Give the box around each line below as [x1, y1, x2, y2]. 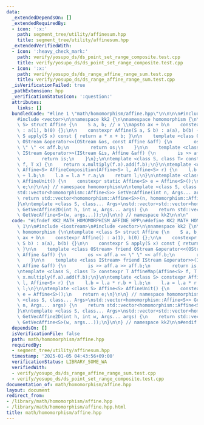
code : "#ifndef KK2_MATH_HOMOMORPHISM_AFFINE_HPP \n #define [12, 218, 165, 224]
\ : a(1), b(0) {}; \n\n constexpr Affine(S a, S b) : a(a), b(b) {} [17, 127, 202, 134]
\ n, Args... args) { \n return [17, 302, 104, 308]
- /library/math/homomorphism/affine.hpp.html [6, 404, 126, 410]
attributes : [12, 99, 42, 105]
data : [6, 8, 20, 15]
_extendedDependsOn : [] [12, 15, 72, 21]
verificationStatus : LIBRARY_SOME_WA [12, 359, 107, 365]
